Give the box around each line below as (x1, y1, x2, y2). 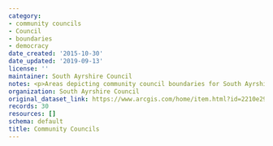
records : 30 (8, 102, 49, 110)
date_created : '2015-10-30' (8, 49, 104, 58)
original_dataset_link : (8, 95, 89, 103)
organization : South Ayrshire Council (8, 87, 140, 96)
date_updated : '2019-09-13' (8, 58, 104, 66)
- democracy (8, 42, 49, 50)
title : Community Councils (8, 125, 100, 133)
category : (8, 11, 42, 20)
